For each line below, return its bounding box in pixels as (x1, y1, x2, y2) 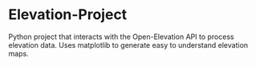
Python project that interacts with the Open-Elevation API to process (8, 32, 234, 41)
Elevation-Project (8, 6, 128, 24)
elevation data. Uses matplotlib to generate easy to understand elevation (8, 40, 249, 49)
